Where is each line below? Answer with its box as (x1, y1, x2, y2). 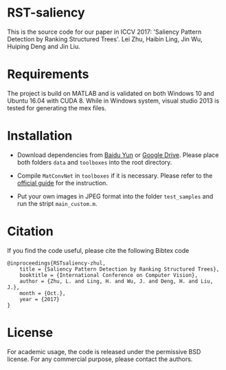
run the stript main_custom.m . (16, 199, 98, 207)
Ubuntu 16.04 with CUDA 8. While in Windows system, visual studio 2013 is (7, 96, 220, 105)
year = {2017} (19, 296, 60, 302)
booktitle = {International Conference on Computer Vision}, (19, 271, 198, 278)
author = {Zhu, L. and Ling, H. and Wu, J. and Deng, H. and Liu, (19, 278, 214, 285)
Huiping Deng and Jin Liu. (7, 42, 80, 50)
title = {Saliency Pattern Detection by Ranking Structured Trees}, (19, 265, 220, 273)
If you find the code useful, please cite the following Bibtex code (7, 246, 190, 254)
